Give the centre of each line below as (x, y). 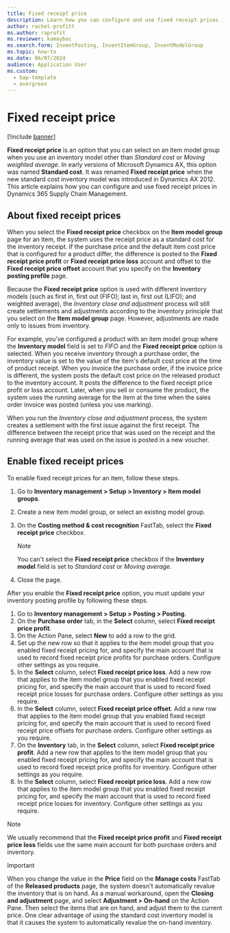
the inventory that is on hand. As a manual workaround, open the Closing (111, 893)
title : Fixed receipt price (47, 13)
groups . (28, 498)
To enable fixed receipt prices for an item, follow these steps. (93, 477)
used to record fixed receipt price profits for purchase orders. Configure (119, 657)
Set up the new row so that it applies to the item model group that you (115, 642)
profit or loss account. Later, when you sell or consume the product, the (108, 390)
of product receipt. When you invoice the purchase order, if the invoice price (115, 368)
